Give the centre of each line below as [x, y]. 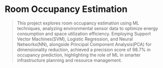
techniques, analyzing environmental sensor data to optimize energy [87, 28]
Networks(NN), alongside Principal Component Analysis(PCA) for [84, 44]
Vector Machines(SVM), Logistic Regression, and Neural [75, 39]
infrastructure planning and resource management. [69, 60]
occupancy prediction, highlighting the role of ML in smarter [79, 55]
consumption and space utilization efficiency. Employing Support [84, 33]
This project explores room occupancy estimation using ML [78, 23]
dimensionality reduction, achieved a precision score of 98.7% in [84, 49]
